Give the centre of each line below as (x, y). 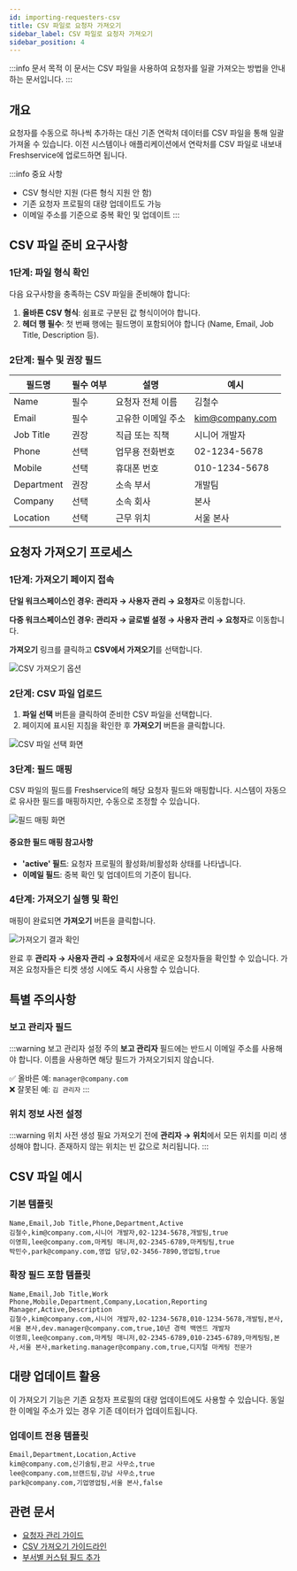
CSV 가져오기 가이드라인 (65, 1546)
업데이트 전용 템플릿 (49, 1436)
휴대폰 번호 (137, 468)
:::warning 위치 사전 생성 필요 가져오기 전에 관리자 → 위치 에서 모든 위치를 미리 (144, 1135)
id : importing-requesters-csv (65, 17)
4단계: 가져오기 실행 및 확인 (64, 899)
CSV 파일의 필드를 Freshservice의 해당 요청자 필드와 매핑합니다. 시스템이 (136, 790)
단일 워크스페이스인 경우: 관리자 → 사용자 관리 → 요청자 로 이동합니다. (127, 601)
